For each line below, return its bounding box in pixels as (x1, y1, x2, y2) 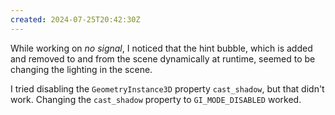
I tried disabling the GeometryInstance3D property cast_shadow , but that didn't (10, 82, 325, 95)
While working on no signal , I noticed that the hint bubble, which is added (10, 42, 313, 54)
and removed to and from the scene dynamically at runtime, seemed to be (10, 52, 316, 65)
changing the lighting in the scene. (10, 63, 153, 75)
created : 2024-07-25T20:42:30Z (10, 14, 141, 25)
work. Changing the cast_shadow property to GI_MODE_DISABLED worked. (10, 93, 302, 105)
